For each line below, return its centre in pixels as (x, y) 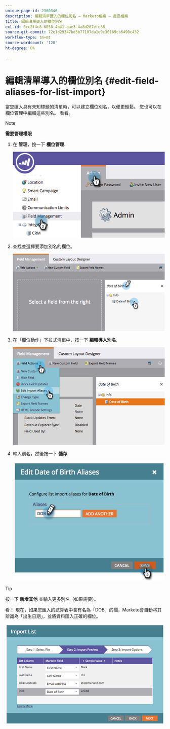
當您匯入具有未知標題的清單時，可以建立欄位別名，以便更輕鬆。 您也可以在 (83, 106)
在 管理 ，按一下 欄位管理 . (39, 144)
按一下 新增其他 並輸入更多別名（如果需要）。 (52, 599)
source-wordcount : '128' (31, 43)
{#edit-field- (132, 81)
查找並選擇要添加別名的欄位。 (44, 246)
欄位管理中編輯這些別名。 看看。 (39, 113)
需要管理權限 (18, 133)
